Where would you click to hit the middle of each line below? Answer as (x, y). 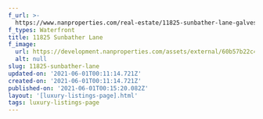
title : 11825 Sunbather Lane (56, 37)
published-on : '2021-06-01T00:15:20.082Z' (78, 88)
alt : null (31, 59)
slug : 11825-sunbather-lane (54, 67)
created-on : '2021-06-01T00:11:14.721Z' (75, 81)
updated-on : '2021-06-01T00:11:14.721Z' (75, 74)
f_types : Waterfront (42, 30)
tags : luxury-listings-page (54, 103)
